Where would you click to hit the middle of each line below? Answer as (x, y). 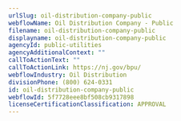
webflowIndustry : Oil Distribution (68, 75)
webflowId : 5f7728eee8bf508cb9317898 (71, 97)
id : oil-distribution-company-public (71, 90)
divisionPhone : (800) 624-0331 (60, 82)
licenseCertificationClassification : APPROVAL (87, 104)
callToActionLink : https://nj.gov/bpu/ (75, 68)
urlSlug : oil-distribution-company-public (80, 16)
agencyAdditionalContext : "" (57, 53)
